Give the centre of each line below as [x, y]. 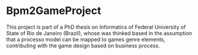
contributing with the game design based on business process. [83, 46]
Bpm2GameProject [54, 11]
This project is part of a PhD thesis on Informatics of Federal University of [96, 27]
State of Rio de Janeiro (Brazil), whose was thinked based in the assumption [99, 33]
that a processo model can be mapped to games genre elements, [86, 39]
